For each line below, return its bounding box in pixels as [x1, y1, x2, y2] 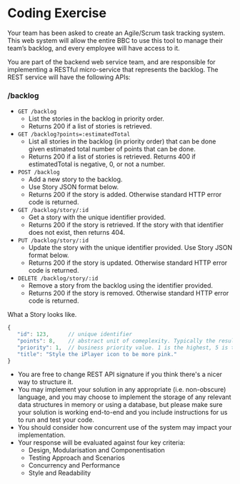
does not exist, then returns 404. [28, 228, 125, 237]
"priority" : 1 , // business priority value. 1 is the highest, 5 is [16, 344, 229, 351]
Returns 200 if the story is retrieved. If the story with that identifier [28, 221, 224, 229]
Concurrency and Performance [28, 461, 120, 470]
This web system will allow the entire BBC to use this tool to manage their [7, 36, 224, 44]
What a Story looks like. [7, 311, 77, 319]
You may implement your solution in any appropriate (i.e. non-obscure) [17, 385, 226, 394]
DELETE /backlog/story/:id [17, 275, 99, 283]
